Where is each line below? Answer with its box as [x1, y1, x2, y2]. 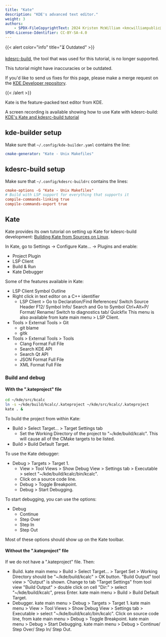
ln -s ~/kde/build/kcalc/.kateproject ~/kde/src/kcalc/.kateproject [5, 402, 149, 407]
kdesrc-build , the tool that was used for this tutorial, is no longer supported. [5, 56, 159, 61]
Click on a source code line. [19, 476, 77, 482]
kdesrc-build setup [5, 165, 65, 174]
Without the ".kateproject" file [5, 548, 69, 554]
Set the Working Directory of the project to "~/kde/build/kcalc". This [19, 430, 158, 436]
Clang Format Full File [19, 341, 64, 347]
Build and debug [5, 374, 45, 381]
